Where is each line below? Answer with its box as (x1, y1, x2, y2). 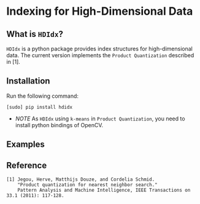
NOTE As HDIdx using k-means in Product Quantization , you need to (15, 115, 185, 122)
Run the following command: (6, 92, 79, 100)
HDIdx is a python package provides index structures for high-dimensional (6, 45, 193, 52)
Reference (6, 160, 47, 170)
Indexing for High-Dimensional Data (6, 4, 193, 18)
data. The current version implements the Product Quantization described (6, 52, 194, 59)
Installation (6, 76, 50, 87)
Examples (6, 139, 45, 150)
